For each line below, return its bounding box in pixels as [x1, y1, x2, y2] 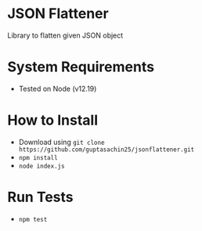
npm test [18, 215, 48, 223]
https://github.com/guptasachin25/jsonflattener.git [18, 146, 195, 153]
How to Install [7, 111, 99, 129]
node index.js [18, 162, 65, 170]
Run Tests [7, 189, 74, 206]
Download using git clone [18, 137, 105, 146]
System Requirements [7, 58, 154, 76]
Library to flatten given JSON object [7, 31, 124, 40]
